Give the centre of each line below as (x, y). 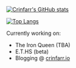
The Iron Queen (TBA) (43, 45)
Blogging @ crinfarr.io (43, 58)
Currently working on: (33, 33)
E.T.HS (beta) (32, 51)
